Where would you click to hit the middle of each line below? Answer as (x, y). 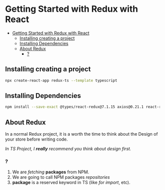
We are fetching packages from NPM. (51, 172)
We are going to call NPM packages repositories (61, 177)
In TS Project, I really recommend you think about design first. (68, 149)
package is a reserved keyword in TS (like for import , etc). (71, 183)
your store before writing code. (37, 139)
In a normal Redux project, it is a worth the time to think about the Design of (82, 134)
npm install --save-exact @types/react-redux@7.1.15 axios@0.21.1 (74, 107)
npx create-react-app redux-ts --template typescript (61, 80)
